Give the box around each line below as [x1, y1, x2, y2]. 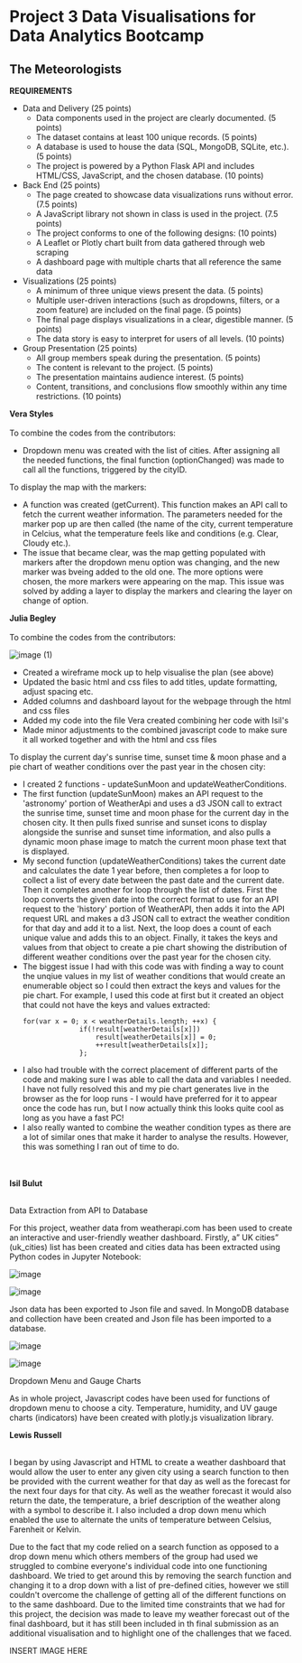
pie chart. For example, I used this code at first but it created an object [22, 990, 284, 1000]
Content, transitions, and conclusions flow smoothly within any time [35, 381, 288, 392]
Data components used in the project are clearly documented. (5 [35, 113, 277, 123]
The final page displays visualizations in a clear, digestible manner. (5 [35, 314, 294, 324]
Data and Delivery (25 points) [22, 103, 133, 114]
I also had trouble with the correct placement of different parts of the [22, 1064, 279, 1075]
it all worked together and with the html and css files [22, 734, 217, 744]
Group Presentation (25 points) [22, 343, 138, 353]
